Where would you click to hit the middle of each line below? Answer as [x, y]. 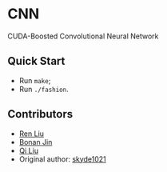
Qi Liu [29, 150]
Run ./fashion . [44, 89]
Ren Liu [32, 134]
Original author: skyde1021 [63, 159]
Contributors [40, 114]
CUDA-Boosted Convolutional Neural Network [83, 36]
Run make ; [35, 80]
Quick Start [36, 61]
